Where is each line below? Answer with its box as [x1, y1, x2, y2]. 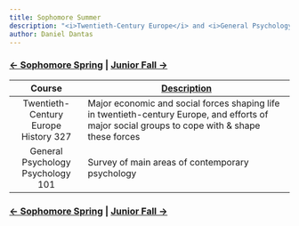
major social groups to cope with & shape [87, 119, 261, 132]
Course [30, 82, 62, 94]
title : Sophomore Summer [9, 12, 101, 22]
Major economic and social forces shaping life [87, 97, 280, 109]
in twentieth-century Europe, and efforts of [87, 108, 269, 120]
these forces [87, 130, 141, 142]
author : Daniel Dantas [9, 29, 93, 38]
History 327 [20, 130, 72, 142]
